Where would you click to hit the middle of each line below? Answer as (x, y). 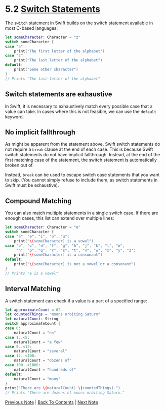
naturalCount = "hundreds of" (45, 370)
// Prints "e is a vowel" (32, 273)
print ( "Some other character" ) (46, 70)
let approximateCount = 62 (33, 310)
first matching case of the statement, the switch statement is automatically (81, 160)
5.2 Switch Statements (53, 9)
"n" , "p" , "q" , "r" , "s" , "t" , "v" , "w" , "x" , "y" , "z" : (76, 250)
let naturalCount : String (32, 319)
